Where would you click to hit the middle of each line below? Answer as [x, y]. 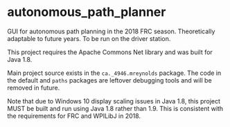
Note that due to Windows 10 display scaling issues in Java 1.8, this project [114, 101]
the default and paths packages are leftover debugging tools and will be [110, 80]
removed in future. [34, 87]
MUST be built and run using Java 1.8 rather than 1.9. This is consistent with [115, 108]
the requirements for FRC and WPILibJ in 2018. [74, 116]
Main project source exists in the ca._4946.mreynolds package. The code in [114, 73]
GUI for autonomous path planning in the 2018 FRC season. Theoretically [111, 31]
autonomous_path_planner [87, 12]
